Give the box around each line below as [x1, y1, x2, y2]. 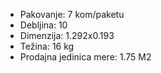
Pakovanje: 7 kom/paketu [19, 9, 125, 20]
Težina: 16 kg [19, 40, 75, 52]
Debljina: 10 [19, 19, 68, 31]
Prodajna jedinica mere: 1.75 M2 [19, 51, 152, 63]
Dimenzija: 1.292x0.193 [19, 30, 115, 41]
